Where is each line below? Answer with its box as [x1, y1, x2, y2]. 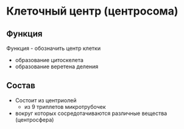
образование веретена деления [15, 63, 99, 70]
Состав [6, 80, 35, 91]
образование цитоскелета [15, 57, 84, 63]
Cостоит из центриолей [15, 96, 77, 104]
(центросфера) [15, 116, 54, 123]
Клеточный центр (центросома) [6, 4, 179, 18]
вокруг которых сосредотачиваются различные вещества [15, 110, 168, 117]
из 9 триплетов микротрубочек [24, 103, 106, 110]
